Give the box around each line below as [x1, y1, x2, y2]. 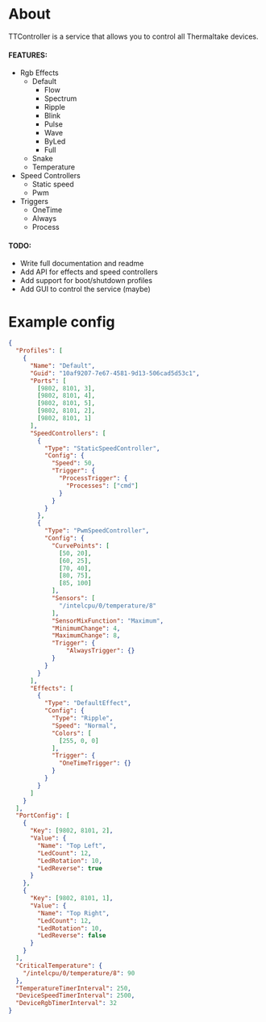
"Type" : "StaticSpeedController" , [44, 444, 160, 453]
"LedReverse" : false [37, 932, 106, 940]
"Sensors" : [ [51, 594, 95, 603]
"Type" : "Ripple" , [51, 715, 114, 723]
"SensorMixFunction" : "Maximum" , [51, 616, 164, 625]
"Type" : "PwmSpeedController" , [44, 527, 150, 535]
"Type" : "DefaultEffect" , [44, 699, 131, 707]
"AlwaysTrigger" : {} [65, 647, 135, 655]
